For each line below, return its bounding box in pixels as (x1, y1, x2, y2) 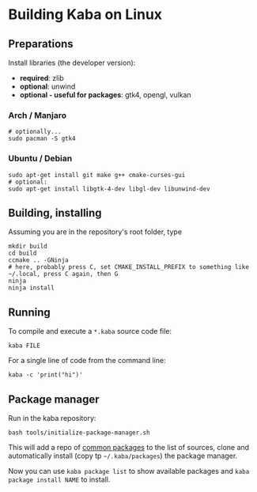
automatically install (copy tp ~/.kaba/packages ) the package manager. (8, 451, 238, 460)
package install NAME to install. (8, 475, 111, 484)
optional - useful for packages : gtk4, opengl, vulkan (19, 90, 191, 100)
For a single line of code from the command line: (8, 356, 166, 365)
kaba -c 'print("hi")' (8, 371, 83, 379)
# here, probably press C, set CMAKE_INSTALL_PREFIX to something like (8, 263, 249, 271)
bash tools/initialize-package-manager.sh (8, 429, 150, 437)
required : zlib (19, 74, 65, 82)
